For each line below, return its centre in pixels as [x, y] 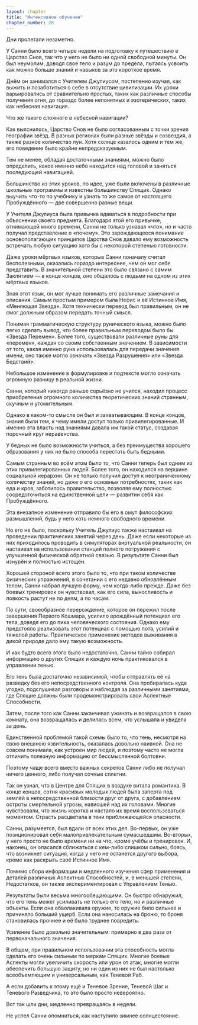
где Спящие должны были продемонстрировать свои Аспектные [89, 696]
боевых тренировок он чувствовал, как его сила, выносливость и [90, 592]
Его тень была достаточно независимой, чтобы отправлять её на [88, 677]
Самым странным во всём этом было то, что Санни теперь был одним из [99, 463]
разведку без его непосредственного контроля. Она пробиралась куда [97, 683]
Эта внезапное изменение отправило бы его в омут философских [90, 512]
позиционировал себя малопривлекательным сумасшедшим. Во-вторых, [99, 835]
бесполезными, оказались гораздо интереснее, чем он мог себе [88, 264]
